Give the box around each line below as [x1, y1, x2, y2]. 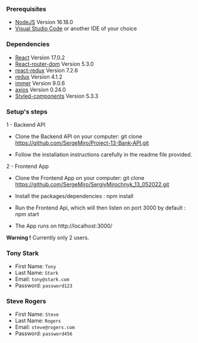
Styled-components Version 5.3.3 [14, 92, 99, 100]
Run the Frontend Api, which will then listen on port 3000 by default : [14, 204, 186, 211]
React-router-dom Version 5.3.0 [14, 60, 94, 68]
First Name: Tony [14, 263, 57, 270]
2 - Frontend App [6, 162, 49, 170]
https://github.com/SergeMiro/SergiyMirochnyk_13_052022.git [14, 181, 170, 188]
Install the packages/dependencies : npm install [14, 192, 134, 199]
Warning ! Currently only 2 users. [6, 234, 89, 241]
